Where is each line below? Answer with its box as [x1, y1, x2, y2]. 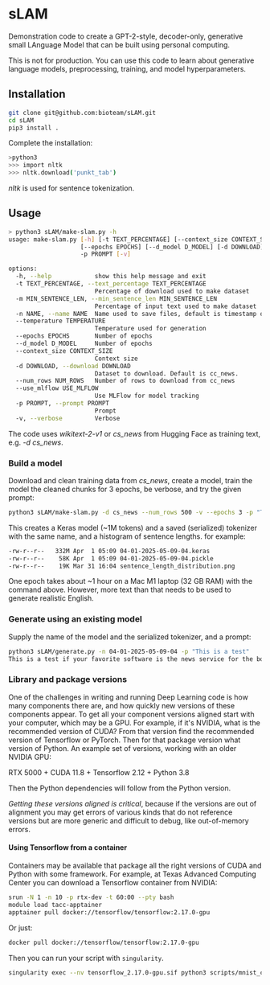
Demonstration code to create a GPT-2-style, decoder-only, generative [8, 31, 243, 41]
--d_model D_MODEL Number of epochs [15, 339, 153, 348]
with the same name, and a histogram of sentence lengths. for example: [8, 531, 247, 541]
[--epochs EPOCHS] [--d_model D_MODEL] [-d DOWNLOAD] [80, 243, 264, 251]
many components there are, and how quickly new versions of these [8, 700, 235, 710]
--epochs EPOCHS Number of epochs [15, 332, 153, 340]
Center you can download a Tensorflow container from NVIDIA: [8, 878, 218, 888]
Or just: [8, 922, 33, 933]
